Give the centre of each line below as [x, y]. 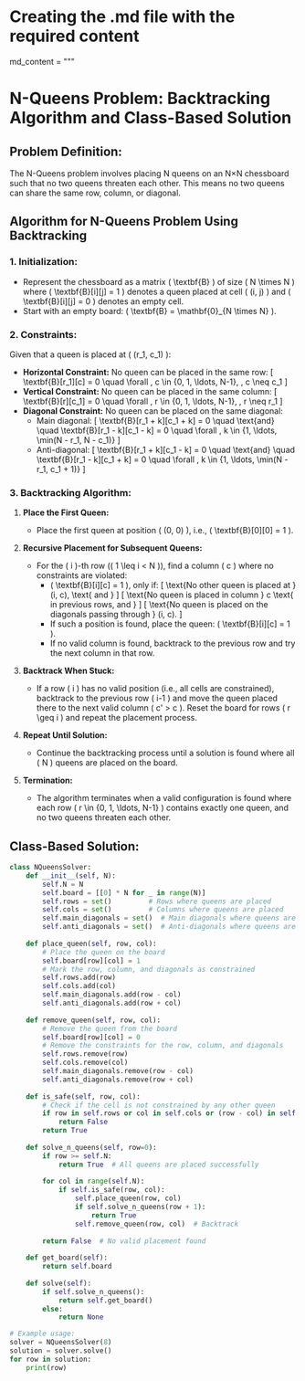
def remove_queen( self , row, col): [94, 1020]
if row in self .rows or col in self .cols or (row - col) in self [169, 1113]
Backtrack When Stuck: [68, 671]
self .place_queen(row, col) [128, 1198]
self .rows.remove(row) [85, 1054]
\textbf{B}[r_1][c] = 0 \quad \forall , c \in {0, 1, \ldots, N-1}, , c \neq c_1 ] [155, 382]
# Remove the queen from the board [110, 1028]
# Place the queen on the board [104, 952]
